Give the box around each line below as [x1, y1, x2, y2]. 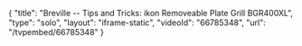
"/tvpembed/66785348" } [8, 27, 105, 37]
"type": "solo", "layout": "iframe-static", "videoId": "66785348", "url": [8, 17, 266, 28]
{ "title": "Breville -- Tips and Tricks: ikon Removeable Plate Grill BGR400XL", [8, 8, 294, 18]
